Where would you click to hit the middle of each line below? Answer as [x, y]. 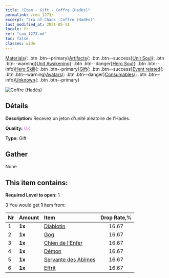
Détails [17, 106]
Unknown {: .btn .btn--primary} [47, 80]
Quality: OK [18, 128]
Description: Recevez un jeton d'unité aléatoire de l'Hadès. [68, 118]
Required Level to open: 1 [33, 195]
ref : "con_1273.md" [26, 34]
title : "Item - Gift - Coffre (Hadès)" [48, 10]
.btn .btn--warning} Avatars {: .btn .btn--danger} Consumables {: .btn [76, 74]
